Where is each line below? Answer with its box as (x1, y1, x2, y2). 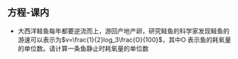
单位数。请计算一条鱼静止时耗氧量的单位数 (23, 44, 149, 53)
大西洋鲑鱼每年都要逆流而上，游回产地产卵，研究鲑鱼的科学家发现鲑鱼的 (17, 27, 229, 35)
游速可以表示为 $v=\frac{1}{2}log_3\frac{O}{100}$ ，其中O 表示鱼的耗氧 (17, 35, 225, 44)
